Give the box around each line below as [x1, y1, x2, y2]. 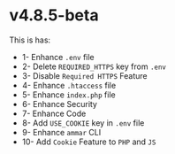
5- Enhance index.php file [21, 89, 117, 100]
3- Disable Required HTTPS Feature [21, 70, 148, 81]
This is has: [9, 35, 51, 45]
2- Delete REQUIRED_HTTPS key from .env [21, 61, 166, 72]
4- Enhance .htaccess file [21, 80, 117, 90]
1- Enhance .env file [21, 51, 95, 62]
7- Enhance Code [21, 108, 87, 119]
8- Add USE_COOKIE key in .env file [21, 117, 145, 128]
